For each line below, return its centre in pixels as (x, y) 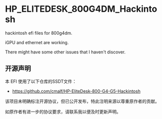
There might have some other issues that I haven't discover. (65, 52)
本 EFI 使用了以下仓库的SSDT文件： (41, 81)
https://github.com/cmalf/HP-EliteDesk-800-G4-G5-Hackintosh (76, 91)
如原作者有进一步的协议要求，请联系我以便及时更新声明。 (63, 112)
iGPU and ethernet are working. (37, 42)
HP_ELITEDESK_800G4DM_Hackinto (81, 9)
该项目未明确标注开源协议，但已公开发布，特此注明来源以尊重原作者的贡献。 (82, 101)
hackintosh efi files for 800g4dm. (39, 33)
